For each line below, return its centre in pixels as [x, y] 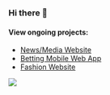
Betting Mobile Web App [61, 59]
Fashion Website [48, 67]
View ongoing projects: [49, 32]
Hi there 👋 [28, 13]
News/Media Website [55, 50]
